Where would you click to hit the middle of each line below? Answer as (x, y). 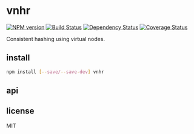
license (20, 111)
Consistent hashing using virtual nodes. (55, 39)
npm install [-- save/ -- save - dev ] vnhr (55, 72)
